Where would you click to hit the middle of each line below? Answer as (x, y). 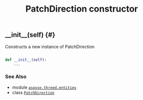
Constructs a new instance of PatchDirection (50, 47)
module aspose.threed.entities (44, 87)
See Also (16, 77)
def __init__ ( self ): (26, 60)
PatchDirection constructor (82, 9)
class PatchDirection (33, 92)
